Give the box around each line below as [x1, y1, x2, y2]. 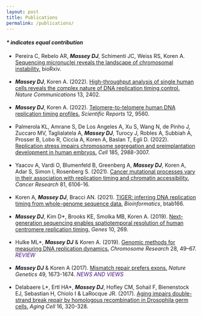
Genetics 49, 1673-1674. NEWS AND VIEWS [14, 270, 124, 278]
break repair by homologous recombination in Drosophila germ [32, 296, 189, 303]
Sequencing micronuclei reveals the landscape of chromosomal [14, 59, 174, 66]
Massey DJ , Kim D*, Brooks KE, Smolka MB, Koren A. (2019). [14, 213, 168, 220]
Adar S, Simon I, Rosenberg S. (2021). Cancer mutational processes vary [14, 167, 196, 175]
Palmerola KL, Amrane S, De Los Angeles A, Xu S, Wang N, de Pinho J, [14, 123, 191, 130]
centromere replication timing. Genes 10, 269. [14, 225, 128, 233]
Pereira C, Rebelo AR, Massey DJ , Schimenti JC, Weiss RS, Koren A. [14, 52, 185, 59]
